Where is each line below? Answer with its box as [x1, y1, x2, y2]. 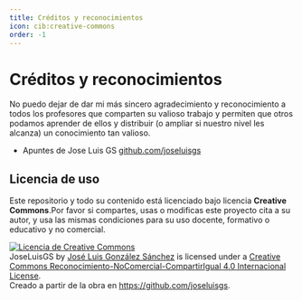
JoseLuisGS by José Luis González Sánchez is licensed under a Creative [9, 251, 281, 262]
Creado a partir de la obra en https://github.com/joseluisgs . [9, 280, 231, 291]
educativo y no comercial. [9, 224, 106, 235]
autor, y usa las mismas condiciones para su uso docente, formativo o [9, 214, 270, 226]
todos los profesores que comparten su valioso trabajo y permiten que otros [9, 108, 294, 119]
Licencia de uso [9, 171, 100, 186]
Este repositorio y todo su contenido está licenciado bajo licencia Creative [9, 195, 288, 206]
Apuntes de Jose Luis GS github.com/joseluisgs [22, 145, 202, 156]
